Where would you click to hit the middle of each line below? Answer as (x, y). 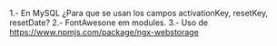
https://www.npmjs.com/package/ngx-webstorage (104, 32)
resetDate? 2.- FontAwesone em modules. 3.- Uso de (109, 23)
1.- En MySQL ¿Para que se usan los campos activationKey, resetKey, (139, 13)
